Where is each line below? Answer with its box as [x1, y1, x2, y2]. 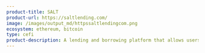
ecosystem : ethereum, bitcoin [6, 26, 84, 32]
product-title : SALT [6, 9, 59, 15]
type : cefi [6, 32, 34, 38]
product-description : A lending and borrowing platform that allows [6, 37, 184, 43]
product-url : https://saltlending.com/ [6, 15, 108, 21]
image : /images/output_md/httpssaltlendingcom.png [6, 20, 138, 26]
